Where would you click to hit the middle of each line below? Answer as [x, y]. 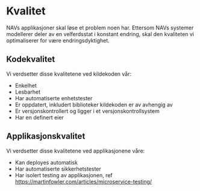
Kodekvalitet [31, 59]
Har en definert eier [39, 117]
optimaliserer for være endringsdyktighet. [58, 40]
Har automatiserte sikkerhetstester [58, 169]
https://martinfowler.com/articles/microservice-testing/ [83, 181]
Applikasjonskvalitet [46, 136]
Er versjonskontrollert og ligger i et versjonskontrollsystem [87, 111]
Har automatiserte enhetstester [54, 98]
